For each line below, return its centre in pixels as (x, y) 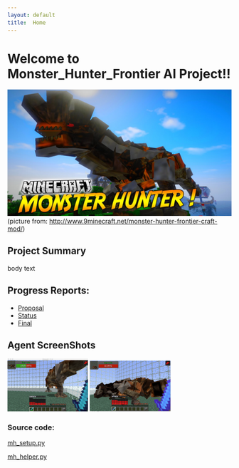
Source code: (31, 427)
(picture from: (27, 221)
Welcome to (43, 59)
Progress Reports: (49, 291)
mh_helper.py (27, 457)
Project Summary (47, 251)
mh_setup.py (26, 443)
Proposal (31, 308)
